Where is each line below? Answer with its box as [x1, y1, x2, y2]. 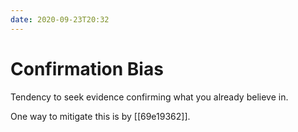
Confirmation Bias [10, 57, 164, 80]
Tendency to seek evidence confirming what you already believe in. [10, 91, 289, 103]
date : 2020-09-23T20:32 [10, 14, 110, 25]
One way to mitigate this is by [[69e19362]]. [10, 110, 191, 122]
